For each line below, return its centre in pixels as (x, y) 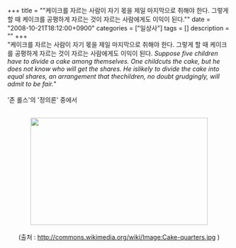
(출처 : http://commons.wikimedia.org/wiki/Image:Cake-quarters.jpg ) (119, 237)
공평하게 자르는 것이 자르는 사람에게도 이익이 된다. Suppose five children (116, 53)
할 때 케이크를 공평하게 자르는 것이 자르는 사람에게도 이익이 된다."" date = (109, 19)
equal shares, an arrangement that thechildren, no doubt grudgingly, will (113, 76)
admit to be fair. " (32, 84)
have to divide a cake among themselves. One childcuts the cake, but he (114, 61)
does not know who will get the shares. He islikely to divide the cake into (113, 69)
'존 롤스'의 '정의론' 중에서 (43, 100)
